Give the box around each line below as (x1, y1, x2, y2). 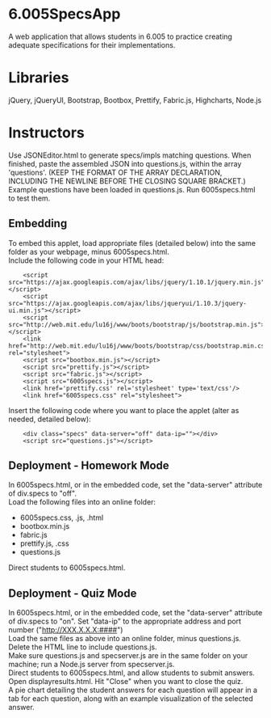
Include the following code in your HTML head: (8, 256, 165, 265)
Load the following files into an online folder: (8, 497, 156, 507)
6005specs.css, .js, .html (19, 513, 104, 522)
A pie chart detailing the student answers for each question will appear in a (8, 685, 258, 695)
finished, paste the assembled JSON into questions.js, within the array (8, 158, 242, 168)
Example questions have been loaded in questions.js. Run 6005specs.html (8, 184, 256, 194)
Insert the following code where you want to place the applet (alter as (8, 405, 240, 415)
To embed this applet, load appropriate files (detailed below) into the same (8, 238, 256, 247)
